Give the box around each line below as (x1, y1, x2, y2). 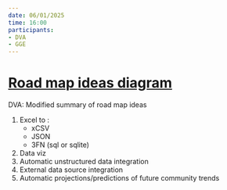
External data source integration (19, 165, 124, 174)
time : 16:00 (8, 19, 47, 27)
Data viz (19, 149, 47, 158)
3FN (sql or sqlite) (31, 140, 90, 149)
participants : (8, 26, 55, 34)
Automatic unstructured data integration (19, 157, 149, 167)
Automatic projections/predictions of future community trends (19, 174, 220, 183)
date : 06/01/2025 (8, 11, 65, 20)
